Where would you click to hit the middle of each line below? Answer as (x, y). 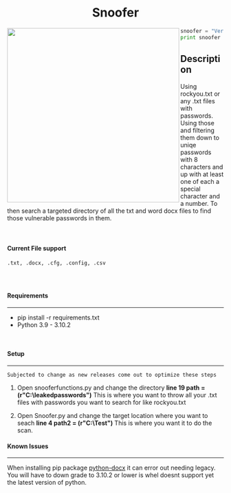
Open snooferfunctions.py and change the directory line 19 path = (111, 388)
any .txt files (198, 101)
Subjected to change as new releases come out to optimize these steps (112, 375)
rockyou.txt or (200, 94)
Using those (197, 123)
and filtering (198, 130)
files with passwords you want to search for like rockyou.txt (101, 402)
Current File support (37, 249)
